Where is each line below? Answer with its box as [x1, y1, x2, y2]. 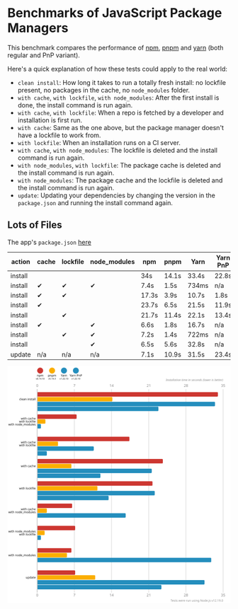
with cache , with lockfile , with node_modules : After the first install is [17, 93, 220, 102]
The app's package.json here [7, 238, 92, 246]
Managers [7, 20, 69, 36]
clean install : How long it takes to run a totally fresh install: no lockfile [17, 78, 227, 86]
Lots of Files [7, 219, 62, 231]
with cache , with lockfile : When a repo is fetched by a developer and [17, 108, 225, 117]
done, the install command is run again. [17, 100, 133, 109]
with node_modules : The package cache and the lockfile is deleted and [17, 175, 223, 185]
